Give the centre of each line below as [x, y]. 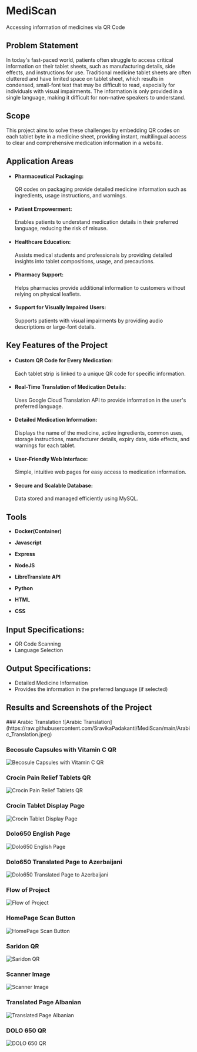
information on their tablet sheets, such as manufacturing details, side [91, 66]
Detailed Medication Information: [56, 420]
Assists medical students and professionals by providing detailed [93, 255]
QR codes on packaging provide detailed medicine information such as [101, 189]
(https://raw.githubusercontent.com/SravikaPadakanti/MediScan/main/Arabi [98, 728]
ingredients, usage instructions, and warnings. [71, 196]
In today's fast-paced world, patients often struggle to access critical [90, 59]
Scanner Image [28, 974]
